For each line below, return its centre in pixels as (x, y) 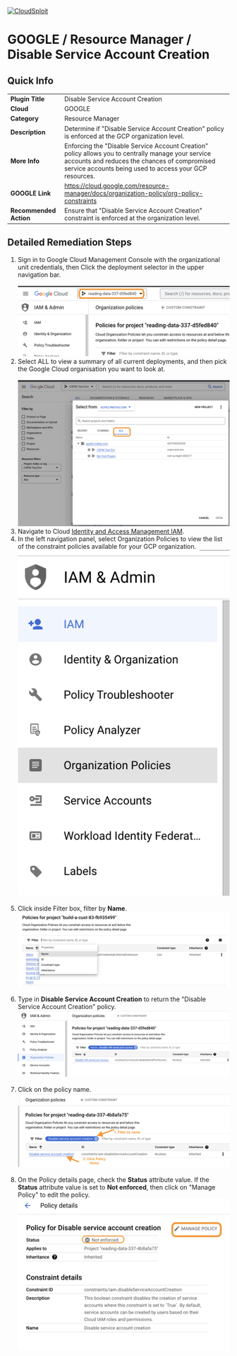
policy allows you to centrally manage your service (138, 153)
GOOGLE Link (31, 193)
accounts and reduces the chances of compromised (140, 161)
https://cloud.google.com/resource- (117, 186)
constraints (81, 201)
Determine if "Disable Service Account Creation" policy (144, 128)
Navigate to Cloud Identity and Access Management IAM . (101, 532)
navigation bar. (39, 274)
